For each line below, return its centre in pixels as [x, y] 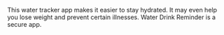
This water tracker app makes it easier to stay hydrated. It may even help [112, 10]
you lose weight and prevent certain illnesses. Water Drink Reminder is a [111, 17]
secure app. [24, 24]
